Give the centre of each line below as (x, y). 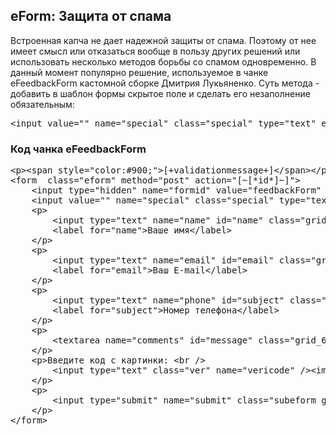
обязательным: (42, 104)
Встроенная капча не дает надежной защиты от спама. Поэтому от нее (163, 40)
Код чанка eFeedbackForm (78, 149)
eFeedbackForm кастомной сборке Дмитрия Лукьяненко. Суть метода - (165, 83)
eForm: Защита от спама (91, 16)
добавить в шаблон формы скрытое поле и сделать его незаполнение (160, 93)
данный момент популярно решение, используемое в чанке (139, 72)
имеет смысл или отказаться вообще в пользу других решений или (155, 51)
